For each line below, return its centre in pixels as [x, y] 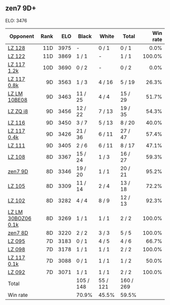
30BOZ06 [20, 218]
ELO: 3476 [16, 20]
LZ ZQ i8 [18, 111]
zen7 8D [18, 233]
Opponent [22, 36]
